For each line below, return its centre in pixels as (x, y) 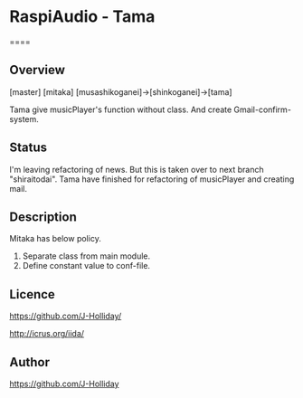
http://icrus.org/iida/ (47, 334)
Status (28, 148)
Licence (33, 294)
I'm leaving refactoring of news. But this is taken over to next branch (137, 169)
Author (29, 362)
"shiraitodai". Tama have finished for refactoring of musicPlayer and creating (152, 179)
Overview (38, 70)
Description (43, 217)
